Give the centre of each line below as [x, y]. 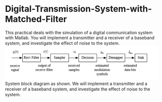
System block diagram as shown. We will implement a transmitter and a [76, 84]
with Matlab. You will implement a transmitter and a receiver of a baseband [80, 38]
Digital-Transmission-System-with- [78, 9]
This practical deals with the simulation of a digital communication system [79, 32]
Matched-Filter [36, 19]
